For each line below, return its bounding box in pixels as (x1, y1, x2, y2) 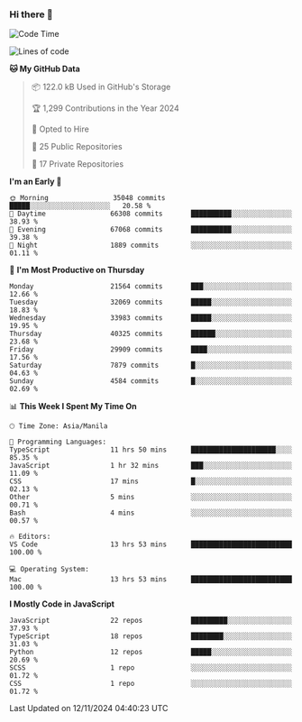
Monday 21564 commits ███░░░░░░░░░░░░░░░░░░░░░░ (9, 282, 293, 291)
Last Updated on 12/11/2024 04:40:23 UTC (9, 703, 169, 714)
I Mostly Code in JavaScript (9, 599, 115, 609)
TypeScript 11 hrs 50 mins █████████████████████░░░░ (9, 445, 293, 454)
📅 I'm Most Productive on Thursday (9, 265, 145, 276)
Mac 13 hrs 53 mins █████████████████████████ (9, 575, 293, 584)
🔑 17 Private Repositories (31, 159, 124, 169)
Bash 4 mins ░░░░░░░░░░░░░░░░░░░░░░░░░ (9, 508, 293, 517)
